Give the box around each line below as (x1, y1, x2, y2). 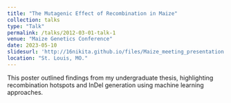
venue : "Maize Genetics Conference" (7, 36, 113, 43)
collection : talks (7, 16, 60, 23)
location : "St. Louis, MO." (7, 55, 89, 62)
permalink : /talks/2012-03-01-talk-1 (7, 29, 116, 36)
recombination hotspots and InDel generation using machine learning (7, 80, 204, 89)
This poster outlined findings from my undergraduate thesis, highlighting (7, 73, 214, 82)
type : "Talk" (7, 23, 45, 30)
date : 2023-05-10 (7, 42, 57, 49)
